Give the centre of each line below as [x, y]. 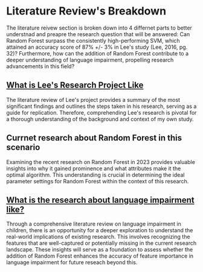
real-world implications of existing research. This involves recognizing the [98, 237]
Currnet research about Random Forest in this [94, 138]
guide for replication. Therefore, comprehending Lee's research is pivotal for [101, 112]
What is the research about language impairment [100, 200]
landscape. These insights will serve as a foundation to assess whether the [100, 250]
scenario [23, 147]
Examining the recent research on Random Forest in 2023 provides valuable [101, 162]
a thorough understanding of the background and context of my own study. [100, 119]
